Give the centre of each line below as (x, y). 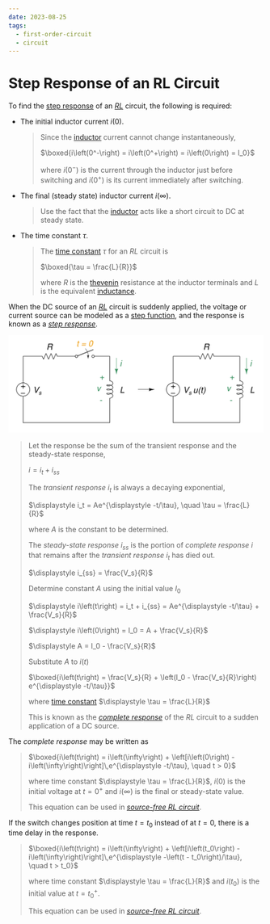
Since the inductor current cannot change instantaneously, (138, 137)
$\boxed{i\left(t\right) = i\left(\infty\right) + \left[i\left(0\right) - (131, 757)
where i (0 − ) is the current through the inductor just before (136, 169)
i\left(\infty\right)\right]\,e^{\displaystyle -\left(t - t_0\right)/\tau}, (135, 857)
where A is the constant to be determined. (98, 529)
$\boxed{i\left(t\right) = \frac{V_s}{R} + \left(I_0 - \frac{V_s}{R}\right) (142, 677)
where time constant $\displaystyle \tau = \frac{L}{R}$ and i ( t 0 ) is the (144, 882)
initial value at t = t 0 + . (64, 893)
